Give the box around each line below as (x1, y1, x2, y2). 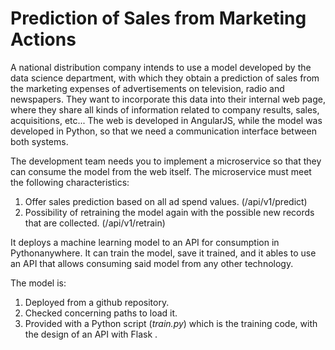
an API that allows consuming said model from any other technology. (10, 257, 294, 269)
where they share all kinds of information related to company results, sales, (10, 103, 320, 116)
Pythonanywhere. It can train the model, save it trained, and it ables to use (10, 247, 317, 259)
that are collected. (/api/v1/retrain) (24, 217, 166, 229)
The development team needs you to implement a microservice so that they (10, 155, 322, 167)
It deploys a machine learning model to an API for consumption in (10, 236, 280, 248)
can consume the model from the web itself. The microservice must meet (10, 165, 312, 177)
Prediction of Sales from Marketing (10, 7, 307, 30)
